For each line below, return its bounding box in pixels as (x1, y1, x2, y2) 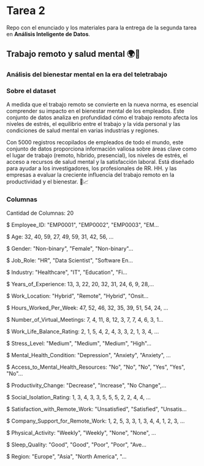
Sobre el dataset (6, 87, 56, 95)
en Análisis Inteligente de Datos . (6, 30, 91, 37)
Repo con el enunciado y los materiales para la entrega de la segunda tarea (6, 24, 197, 31)
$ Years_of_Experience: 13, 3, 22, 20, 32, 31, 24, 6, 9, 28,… (6, 280, 154, 287)
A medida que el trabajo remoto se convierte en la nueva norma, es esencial (6, 100, 198, 108)
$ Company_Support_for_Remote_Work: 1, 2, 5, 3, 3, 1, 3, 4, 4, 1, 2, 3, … (6, 417, 185, 424)
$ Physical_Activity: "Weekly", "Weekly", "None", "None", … (6, 429, 156, 436)
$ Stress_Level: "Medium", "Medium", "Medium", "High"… (6, 339, 152, 347)
